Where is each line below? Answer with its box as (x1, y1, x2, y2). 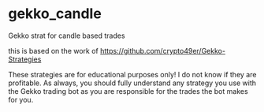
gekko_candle (8, 5, 102, 23)
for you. (8, 95, 34, 104)
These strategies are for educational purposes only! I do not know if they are (8, 69, 257, 79)
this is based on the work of (8, 46, 99, 55)
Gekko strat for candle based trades (8, 31, 125, 40)
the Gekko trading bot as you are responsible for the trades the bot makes (8, 86, 248, 95)
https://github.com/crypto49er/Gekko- (99, 46, 226, 55)
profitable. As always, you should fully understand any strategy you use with (8, 78, 257, 88)
